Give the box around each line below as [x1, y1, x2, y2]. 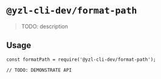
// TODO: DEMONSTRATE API [6, 67, 72, 73]
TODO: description [21, 22, 69, 30]
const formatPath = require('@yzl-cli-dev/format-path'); [6, 57, 156, 63]
